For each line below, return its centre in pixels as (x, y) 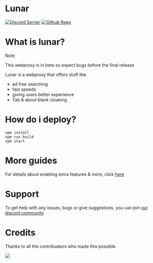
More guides (31, 160)
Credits (20, 232)
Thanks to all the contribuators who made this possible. (61, 246)
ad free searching (30, 84)
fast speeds (24, 89)
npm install (17, 132)
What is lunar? (35, 42)
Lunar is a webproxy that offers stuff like (46, 75)
